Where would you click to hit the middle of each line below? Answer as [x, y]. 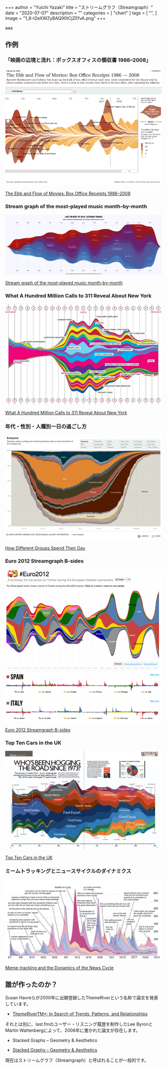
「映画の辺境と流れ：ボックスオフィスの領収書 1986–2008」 [78, 60]
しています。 [18, 1004]
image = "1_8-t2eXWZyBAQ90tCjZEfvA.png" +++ [55, 18]
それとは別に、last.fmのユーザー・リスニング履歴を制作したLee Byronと [79, 1024]
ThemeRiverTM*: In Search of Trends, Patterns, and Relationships [80, 1014]
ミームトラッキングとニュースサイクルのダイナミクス [68, 871]
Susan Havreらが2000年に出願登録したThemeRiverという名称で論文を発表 [82, 997]
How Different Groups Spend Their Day [45, 548]
